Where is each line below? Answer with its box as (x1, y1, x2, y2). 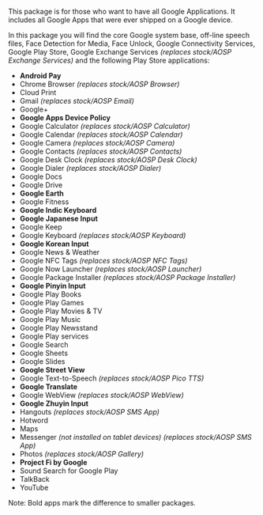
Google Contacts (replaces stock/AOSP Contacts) (19, 146, 182, 156)
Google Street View (19, 365, 85, 374)
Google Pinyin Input (19, 281, 86, 290)
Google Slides (19, 357, 66, 366)
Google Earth (19, 189, 65, 198)
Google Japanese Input (19, 214, 99, 223)
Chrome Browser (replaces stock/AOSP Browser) (19, 79, 180, 89)
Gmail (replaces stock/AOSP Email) (19, 97, 134, 105)
